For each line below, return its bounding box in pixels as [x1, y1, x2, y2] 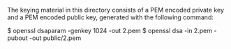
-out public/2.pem [29, 34, 82, 42]
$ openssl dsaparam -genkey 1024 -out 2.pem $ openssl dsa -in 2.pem [7, 27, 213, 35]
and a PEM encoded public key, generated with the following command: [7, 13, 214, 21]
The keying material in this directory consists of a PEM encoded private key [7, 6, 225, 14]
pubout [7, 34, 28, 42]
